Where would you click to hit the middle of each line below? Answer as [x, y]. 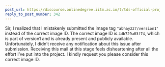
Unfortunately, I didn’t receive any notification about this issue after [73, 44]
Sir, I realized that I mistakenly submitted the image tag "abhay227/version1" [82, 28]
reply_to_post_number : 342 [33, 14]
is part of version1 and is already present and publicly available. [69, 38]
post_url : [15, 10]
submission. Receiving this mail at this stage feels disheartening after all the [82, 49]
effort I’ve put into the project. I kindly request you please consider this [77, 54]
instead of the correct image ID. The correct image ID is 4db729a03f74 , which [82, 33]
